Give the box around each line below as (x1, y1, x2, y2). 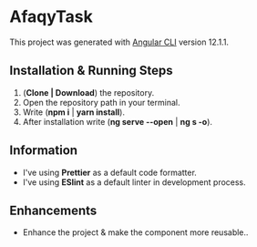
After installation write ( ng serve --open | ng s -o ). (22, 116, 212, 127)
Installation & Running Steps (9, 63, 173, 78)
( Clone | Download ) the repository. (22, 87, 155, 98)
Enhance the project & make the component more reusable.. (22, 227, 249, 238)
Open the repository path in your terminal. (22, 97, 180, 108)
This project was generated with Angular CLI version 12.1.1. (9, 36, 230, 47)
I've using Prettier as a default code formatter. (22, 167, 198, 178)
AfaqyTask (9, 6, 93, 27)
